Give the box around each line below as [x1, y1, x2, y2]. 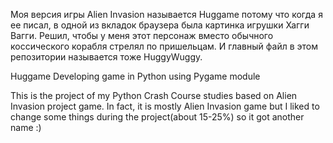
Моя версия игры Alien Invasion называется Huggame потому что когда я [10, 9, 323, 20]
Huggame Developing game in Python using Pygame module [10, 70, 261, 82]
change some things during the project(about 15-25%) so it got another [10, 111, 305, 123]
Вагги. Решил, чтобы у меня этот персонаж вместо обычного [10, 30, 274, 41]
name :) [10, 122, 42, 133]
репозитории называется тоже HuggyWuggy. [10, 51, 203, 63]
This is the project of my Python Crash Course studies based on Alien [10, 90, 298, 101]
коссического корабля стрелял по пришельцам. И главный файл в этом [10, 40, 318, 52]
